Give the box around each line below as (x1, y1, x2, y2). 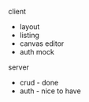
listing (19, 31, 39, 40)
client (8, 7, 26, 16)
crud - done (19, 78, 59, 87)
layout (19, 22, 40, 31)
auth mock (19, 47, 55, 56)
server (8, 62, 30, 72)
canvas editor (19, 39, 65, 48)
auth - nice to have (19, 86, 81, 96)
